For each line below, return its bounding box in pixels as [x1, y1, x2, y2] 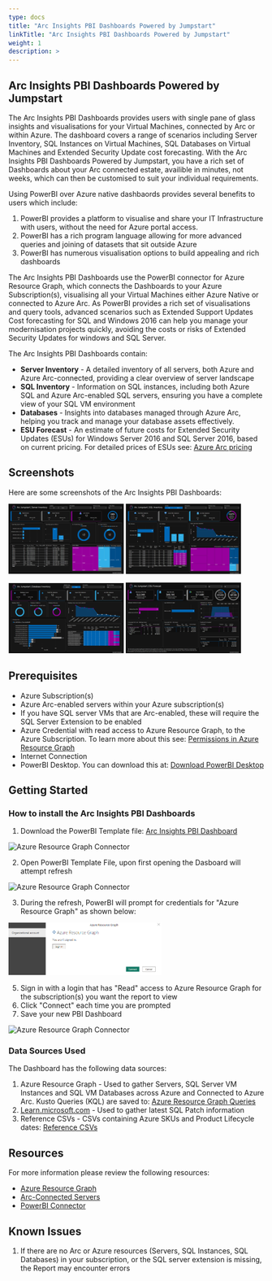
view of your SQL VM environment [19, 399, 136, 408]
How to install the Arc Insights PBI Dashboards [8, 808, 196, 819]
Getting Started [8, 783, 89, 797]
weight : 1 [8, 39, 42, 47]
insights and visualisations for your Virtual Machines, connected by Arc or [8, 121, 256, 131]
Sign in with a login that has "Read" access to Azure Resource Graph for [19, 983, 262, 993]
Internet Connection [19, 751, 88, 760]
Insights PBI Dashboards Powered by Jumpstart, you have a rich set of [8, 155, 245, 166]
